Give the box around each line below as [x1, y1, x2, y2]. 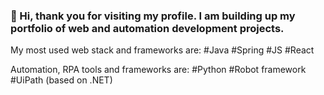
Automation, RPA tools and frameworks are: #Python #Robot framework [10, 64, 307, 76]
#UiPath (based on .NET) [10, 74, 113, 86]
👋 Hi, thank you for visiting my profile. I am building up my [10, 9, 296, 23]
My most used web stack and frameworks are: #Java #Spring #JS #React [10, 44, 315, 56]
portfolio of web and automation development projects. [10, 21, 285, 35]
